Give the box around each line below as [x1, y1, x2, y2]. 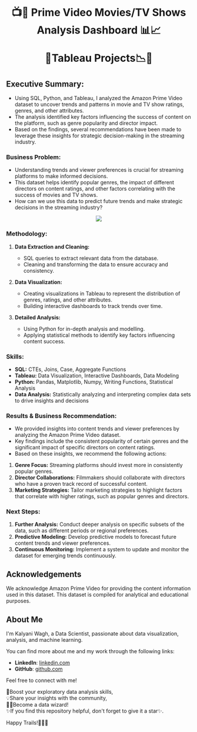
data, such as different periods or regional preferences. [14, 527, 149, 534]
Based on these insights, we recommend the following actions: [14, 450, 167, 458]
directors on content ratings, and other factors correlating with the [14, 185, 175, 193]
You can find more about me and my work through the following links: [6, 648, 175, 655]
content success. [23, 337, 66, 345]
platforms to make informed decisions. [14, 173, 108, 180]
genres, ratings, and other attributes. [23, 296, 113, 303]
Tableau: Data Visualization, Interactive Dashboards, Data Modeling [14, 372, 179, 379]
